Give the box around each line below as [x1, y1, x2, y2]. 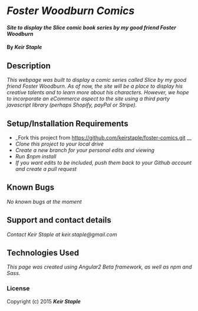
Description [6, 61, 51, 71]
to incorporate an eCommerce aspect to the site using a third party [6, 95, 170, 102]
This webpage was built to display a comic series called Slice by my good [6, 77, 187, 84]
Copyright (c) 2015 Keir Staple [6, 297, 81, 305]
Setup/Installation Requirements [6, 118, 128, 128]
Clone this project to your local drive [15, 140, 104, 147]
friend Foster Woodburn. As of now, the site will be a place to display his [6, 82, 183, 90]
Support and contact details [6, 215, 111, 225]
